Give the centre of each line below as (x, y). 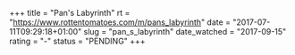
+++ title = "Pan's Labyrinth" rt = (70, 13)
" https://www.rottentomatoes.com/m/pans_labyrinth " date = (120, 22)
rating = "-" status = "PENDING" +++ (77, 41)
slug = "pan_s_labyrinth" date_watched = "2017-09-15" (185, 31)
